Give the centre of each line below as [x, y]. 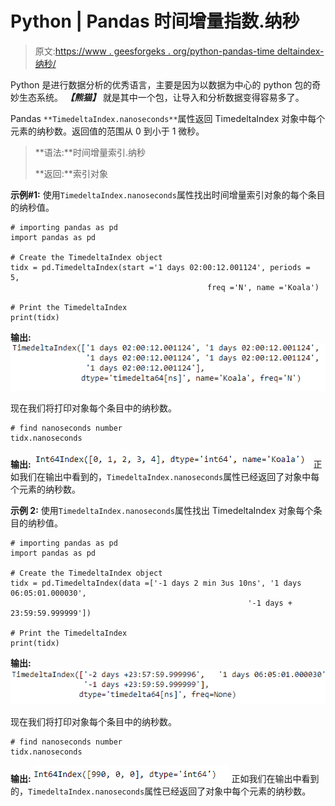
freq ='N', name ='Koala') [263, 287]
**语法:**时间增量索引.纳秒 [90, 152]
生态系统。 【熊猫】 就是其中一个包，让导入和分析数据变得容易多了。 [161, 97]
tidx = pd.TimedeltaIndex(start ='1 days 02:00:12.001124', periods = [160, 267]
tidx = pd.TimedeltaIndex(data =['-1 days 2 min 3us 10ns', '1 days [156, 583]
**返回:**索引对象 [71, 173]
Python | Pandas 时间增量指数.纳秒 [155, 21]
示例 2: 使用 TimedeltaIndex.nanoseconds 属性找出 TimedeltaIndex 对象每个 [162, 511]
